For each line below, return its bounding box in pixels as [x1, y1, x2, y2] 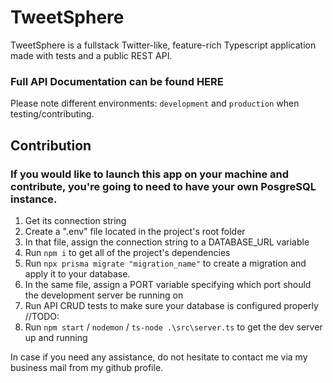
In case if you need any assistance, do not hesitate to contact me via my [10, 351, 308, 363]
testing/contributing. [10, 108, 95, 120]
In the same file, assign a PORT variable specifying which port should [24, 278, 312, 290]
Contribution [10, 137, 92, 154]
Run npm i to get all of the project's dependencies [24, 246, 231, 258]
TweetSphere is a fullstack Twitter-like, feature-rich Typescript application [10, 39, 317, 51]
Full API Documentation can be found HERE [10, 74, 224, 88]
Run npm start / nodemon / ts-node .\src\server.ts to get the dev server [24, 321, 323, 333]
